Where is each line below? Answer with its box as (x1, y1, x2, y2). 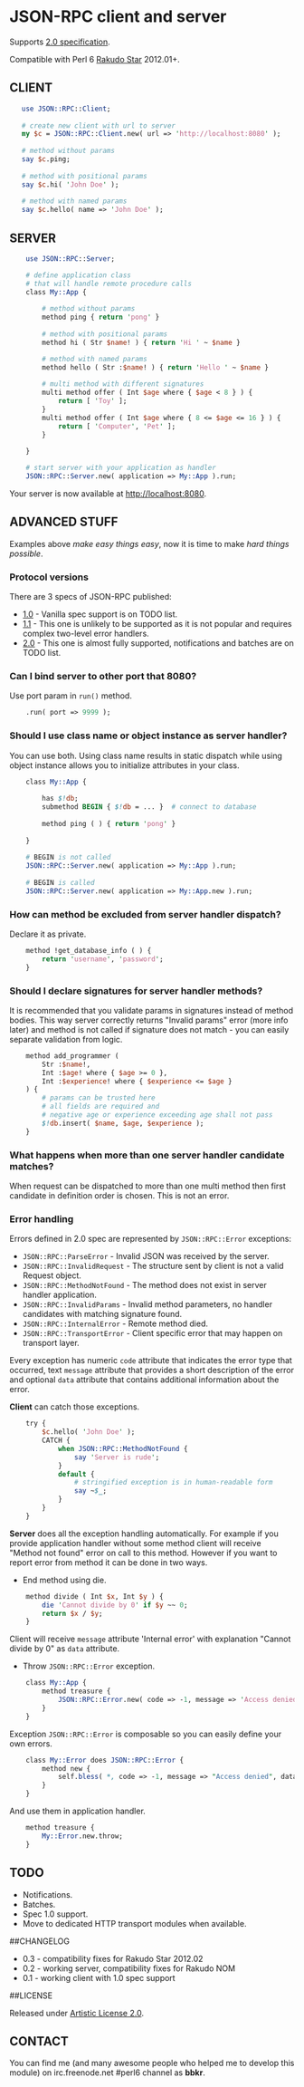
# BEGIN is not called (25, 853, 111, 862)
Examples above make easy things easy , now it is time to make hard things (9, 538, 290, 549)
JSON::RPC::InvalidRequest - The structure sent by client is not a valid (22, 1261, 284, 1272)
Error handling (9, 1212, 74, 1225)
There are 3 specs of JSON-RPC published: (9, 591, 172, 602)
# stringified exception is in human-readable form (73, 1478, 273, 1487)
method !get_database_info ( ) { (25, 947, 152, 956)
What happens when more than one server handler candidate (9, 1149, 285, 1161)
